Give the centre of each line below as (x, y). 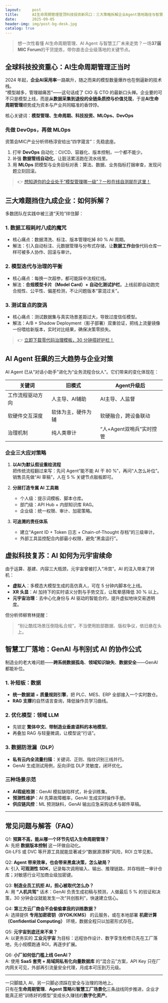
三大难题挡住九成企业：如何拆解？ (58, 201)
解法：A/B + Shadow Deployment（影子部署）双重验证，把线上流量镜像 (86, 323)
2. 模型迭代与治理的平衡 (34, 266)
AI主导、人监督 (117, 399)
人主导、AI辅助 (69, 399)
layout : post (23, 10)
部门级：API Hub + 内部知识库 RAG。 (58, 505)
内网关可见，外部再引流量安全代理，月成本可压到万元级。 (64, 967)
